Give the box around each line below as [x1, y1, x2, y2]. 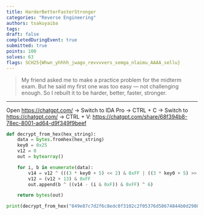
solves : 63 [6, 54, 34, 60]
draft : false [6, 31, 39, 38]
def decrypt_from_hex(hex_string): [6, 131, 97, 137]
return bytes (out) [17, 192, 64, 199]
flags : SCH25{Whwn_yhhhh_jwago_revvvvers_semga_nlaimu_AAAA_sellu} [6, 59, 181, 65]
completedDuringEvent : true [6, 37, 78, 43]
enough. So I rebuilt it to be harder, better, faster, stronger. [21, 89, 167, 96]
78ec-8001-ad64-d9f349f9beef [6, 119, 87, 127]
